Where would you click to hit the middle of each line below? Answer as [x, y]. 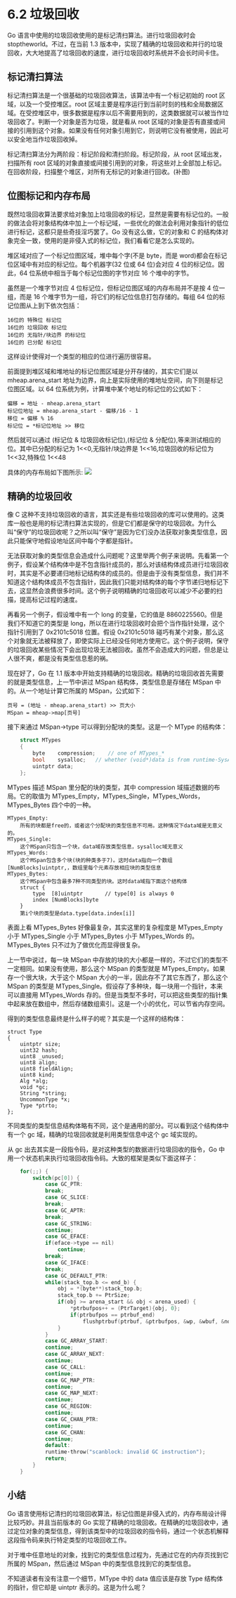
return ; [56, 1459]
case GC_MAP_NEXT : [72, 1393]
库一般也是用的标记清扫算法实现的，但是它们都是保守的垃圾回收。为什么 [112, 523]
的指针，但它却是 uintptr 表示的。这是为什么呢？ [77, 1587]
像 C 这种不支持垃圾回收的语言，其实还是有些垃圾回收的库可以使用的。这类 [116, 515]
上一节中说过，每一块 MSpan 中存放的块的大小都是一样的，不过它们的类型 [115, 960]
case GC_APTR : [65, 1210]
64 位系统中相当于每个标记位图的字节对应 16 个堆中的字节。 [106, 273]
